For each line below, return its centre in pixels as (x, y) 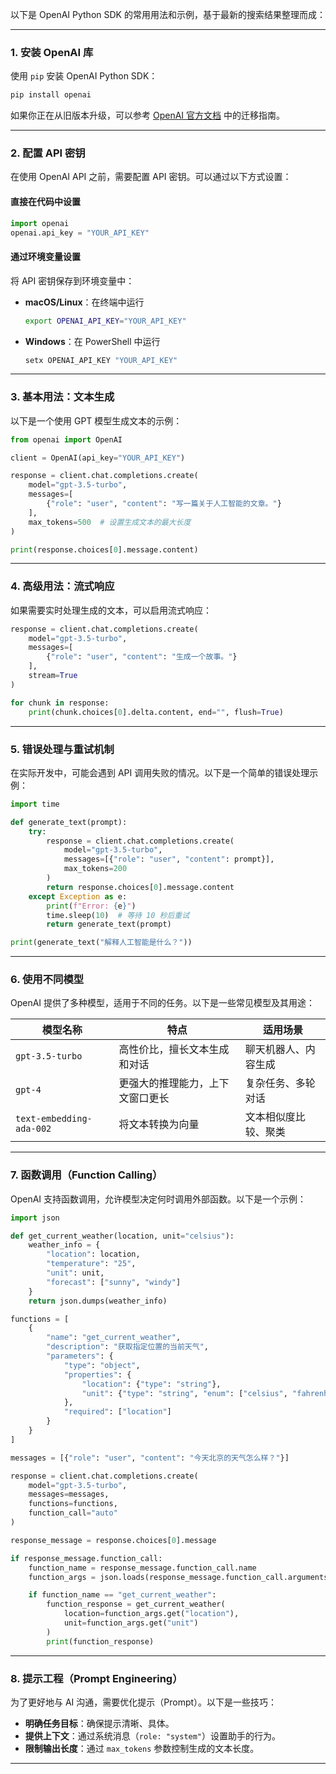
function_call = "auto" (73, 1513)
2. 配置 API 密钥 (48, 153)
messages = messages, (69, 1494)
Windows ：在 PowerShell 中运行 (92, 341)
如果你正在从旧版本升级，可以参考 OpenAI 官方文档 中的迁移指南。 (147, 115)
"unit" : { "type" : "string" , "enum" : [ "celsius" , (184, 1393)
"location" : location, (93, 1254)
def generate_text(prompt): (69, 822)
